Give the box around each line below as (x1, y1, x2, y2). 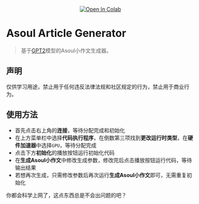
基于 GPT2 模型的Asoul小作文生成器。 (20, 47, 112, 54)
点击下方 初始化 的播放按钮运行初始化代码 (14, 149, 115, 156)
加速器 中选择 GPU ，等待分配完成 (20, 141, 97, 149)
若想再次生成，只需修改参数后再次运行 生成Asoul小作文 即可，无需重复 (14, 171, 187, 178)
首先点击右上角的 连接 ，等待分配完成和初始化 (14, 126, 125, 134)
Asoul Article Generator (6, 27, 127, 40)
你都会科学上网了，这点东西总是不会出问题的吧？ (6, 191, 127, 199)
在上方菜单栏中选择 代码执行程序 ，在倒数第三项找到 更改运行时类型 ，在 (14, 134, 188, 141)
